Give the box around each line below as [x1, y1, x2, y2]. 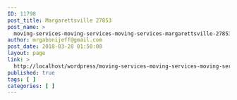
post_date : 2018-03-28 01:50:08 [7, 43, 102, 50]
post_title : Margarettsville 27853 [7, 17, 112, 24]
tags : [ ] [7, 75, 37, 83]
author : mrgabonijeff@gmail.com [7, 37, 102, 44]
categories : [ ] [7, 82, 55, 89]
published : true [7, 69, 55, 76]
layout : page [7, 50, 46, 57]
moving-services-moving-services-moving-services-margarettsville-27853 [13, 30, 232, 37]
